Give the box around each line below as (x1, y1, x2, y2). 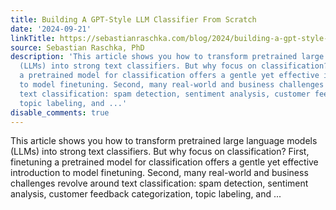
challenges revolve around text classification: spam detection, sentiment (10, 177, 309, 190)
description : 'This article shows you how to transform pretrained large (10, 52, 325, 62)
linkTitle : (10, 33, 56, 43)
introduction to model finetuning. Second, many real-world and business (10, 167, 309, 179)
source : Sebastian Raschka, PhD (10, 42, 145, 53)
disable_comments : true (10, 107, 110, 118)
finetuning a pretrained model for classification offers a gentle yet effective (10, 156, 319, 168)
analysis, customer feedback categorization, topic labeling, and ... (10, 188, 282, 200)
